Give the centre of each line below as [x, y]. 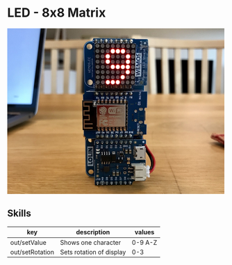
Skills [19, 214]
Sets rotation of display [93, 252]
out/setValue [28, 242]
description [93, 232]
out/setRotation [32, 252]
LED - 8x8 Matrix [57, 13]
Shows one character [91, 242]
